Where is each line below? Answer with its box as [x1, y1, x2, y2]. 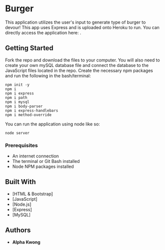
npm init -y [5, 82, 30, 87]
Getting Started [5, 44, 54, 52]
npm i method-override [5, 112, 52, 117]
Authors [5, 226, 31, 234]
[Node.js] [12, 201, 32, 207]
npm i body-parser [5, 104, 43, 109]
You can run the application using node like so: [5, 121, 100, 127]
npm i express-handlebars [5, 108, 58, 113]
